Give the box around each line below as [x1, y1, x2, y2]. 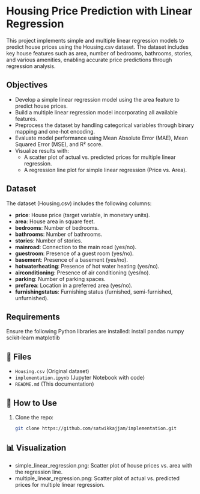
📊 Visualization [6, 443, 67, 453]
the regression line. [14, 468, 63, 475]
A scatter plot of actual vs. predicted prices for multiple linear [23, 153, 176, 161]
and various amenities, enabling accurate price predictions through [6, 56, 172, 63]
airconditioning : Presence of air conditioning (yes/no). [14, 269, 151, 276]
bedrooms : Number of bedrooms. [14, 224, 99, 231]
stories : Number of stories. [14, 236, 83, 244]
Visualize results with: [14, 147, 69, 154]
